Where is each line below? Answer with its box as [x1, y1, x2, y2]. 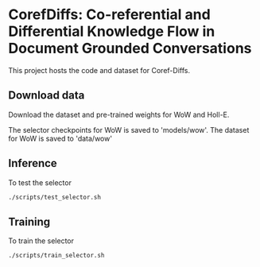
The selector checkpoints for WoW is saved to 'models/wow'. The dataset [8, 125, 250, 134]
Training [8, 215, 51, 228]
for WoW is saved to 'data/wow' [8, 133, 113, 143]
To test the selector [8, 177, 72, 188]
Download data [8, 89, 85, 103]
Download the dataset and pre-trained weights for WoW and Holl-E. [8, 110, 230, 119]
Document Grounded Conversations [8, 40, 252, 57]
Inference [8, 157, 57, 170]
